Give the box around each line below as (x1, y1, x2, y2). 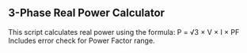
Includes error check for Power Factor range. (8, 36, 156, 45)
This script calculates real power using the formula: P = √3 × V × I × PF (8, 27, 240, 36)
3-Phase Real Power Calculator (8, 6, 165, 20)
